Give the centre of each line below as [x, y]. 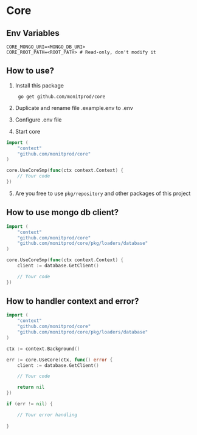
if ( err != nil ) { [29, 404]
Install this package [39, 85]
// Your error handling [47, 415]
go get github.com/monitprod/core [62, 97]
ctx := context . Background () [43, 349]
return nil [31, 387]
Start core [28, 131]
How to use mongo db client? [63, 212]
